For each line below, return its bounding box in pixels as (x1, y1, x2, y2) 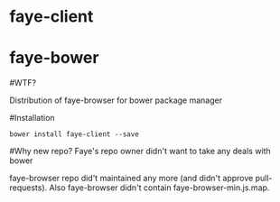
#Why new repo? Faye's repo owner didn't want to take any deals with (9, 146, 271, 157)
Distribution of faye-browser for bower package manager (9, 95, 223, 106)
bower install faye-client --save (9, 130, 140, 139)
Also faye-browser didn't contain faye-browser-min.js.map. (49, 182, 270, 193)
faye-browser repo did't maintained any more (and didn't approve (9, 173, 254, 184)
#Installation (9, 113, 56, 124)
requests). (9, 182, 48, 193)
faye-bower (9, 48, 99, 69)
